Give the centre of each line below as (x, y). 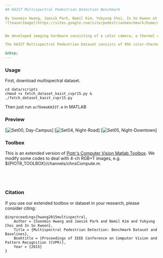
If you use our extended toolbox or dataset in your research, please (72, 203)
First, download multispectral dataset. (43, 81)
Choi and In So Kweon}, (29, 226)
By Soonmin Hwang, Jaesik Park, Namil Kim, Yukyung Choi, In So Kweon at (81, 18)
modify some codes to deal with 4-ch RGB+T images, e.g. (63, 158)
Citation (15, 193)
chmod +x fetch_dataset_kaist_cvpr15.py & (49, 94)
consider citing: (21, 208)
